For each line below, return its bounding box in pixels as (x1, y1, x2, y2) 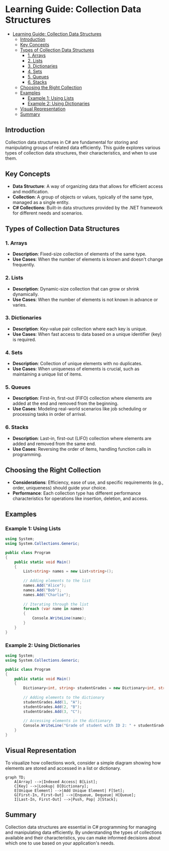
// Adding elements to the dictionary (23, 695, 105, 700)
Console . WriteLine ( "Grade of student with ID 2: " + (23, 723, 136, 728)
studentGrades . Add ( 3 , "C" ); (23, 709, 82, 714)
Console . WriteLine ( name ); (32, 616, 87, 621)
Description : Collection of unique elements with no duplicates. (12, 361, 143, 367)
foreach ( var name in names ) (23, 606, 84, 611)
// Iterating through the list (23, 602, 89, 607)
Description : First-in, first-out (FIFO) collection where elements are (12, 395, 152, 401)
